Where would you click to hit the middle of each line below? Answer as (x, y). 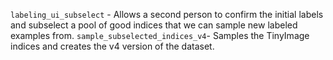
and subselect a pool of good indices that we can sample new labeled (154, 25)
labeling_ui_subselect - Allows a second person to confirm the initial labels (167, 14)
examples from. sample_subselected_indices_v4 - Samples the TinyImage (160, 35)
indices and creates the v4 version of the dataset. (112, 46)
